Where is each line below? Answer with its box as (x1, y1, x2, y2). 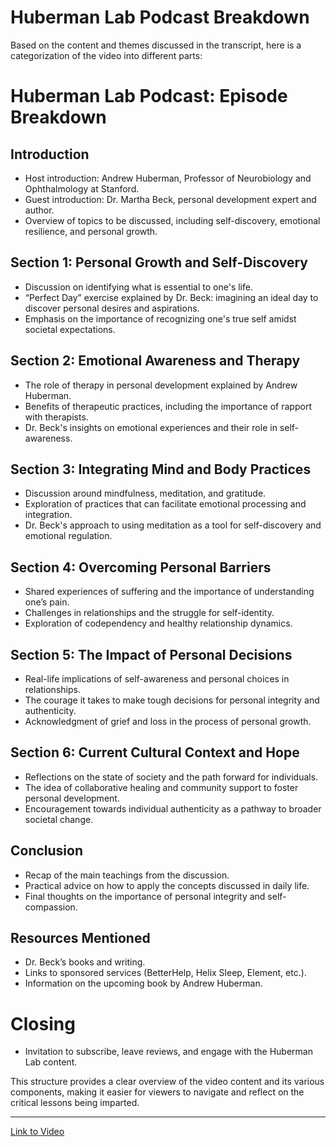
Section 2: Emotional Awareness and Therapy (10, 352, 301, 370)
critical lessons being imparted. (10, 1097, 140, 1109)
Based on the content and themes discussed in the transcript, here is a (10, 39, 302, 51)
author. (24, 204, 55, 216)
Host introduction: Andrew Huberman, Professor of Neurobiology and (24, 172, 312, 184)
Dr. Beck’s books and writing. (24, 956, 146, 968)
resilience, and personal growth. (24, 225, 158, 237)
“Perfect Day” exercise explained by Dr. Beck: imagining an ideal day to (24, 291, 319, 303)
